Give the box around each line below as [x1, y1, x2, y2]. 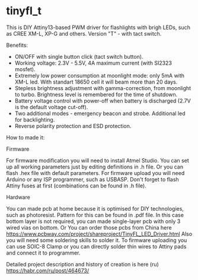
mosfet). [14, 65, 36, 72]
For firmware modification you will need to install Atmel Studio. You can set [6, 157, 190, 164]
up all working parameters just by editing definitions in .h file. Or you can [6, 163, 184, 170]
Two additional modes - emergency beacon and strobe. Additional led [14, 110, 186, 117]
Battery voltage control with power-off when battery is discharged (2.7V [14, 97, 191, 104]
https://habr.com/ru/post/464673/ [6, 267, 90, 274]
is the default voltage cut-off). [14, 103, 88, 110]
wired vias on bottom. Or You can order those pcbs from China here [6, 224, 172, 231]
